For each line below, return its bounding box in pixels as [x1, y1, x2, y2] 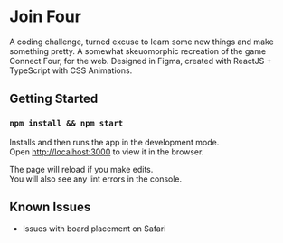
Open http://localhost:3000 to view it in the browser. [9, 146, 204, 157]
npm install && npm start [9, 118, 124, 128]
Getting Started [9, 91, 99, 107]
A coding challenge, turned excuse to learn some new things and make [9, 36, 274, 47]
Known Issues [9, 200, 91, 215]
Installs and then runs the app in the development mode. [9, 136, 220, 147]
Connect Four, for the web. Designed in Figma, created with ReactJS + [9, 55, 273, 66]
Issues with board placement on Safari [22, 223, 166, 234]
